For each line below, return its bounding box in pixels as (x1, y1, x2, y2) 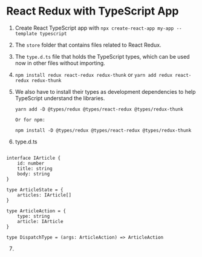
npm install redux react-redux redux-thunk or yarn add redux (15, 71, 173, 78)
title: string (17, 165, 53, 172)
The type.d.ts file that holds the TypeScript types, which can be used (15, 53, 190, 60)
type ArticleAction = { (6, 207, 67, 214)
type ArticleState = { (6, 186, 64, 193)
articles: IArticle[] (17, 192, 71, 198)
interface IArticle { (6, 155, 61, 161)
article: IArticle (17, 218, 64, 224)
